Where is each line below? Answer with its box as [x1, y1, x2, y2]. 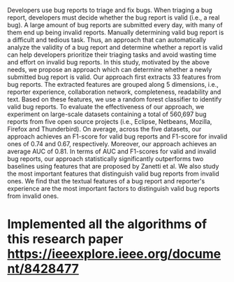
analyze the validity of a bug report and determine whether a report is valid [7, 43, 224, 51]
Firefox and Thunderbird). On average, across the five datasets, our [7, 125, 202, 133]
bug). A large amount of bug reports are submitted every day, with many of [7, 21, 224, 29]
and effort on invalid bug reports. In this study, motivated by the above [7, 58, 210, 66]
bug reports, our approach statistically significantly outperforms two [7, 155, 204, 163]
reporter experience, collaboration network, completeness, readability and [7, 87, 221, 96]
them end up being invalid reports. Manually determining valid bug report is [7, 28, 224, 36]
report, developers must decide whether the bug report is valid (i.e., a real [7, 13, 220, 22]
